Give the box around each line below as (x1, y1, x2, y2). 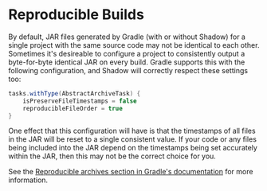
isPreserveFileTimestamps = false (22, 97, 137, 105)
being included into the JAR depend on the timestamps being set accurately (8, 143, 257, 153)
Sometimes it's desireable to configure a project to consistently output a (8, 49, 245, 58)
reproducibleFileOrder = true (22, 104, 124, 112)
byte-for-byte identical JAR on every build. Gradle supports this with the (8, 57, 245, 67)
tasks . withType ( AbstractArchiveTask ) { (8, 89, 141, 97)
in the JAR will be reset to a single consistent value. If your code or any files (8, 134, 257, 144)
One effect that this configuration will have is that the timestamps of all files (8, 126, 257, 136)
